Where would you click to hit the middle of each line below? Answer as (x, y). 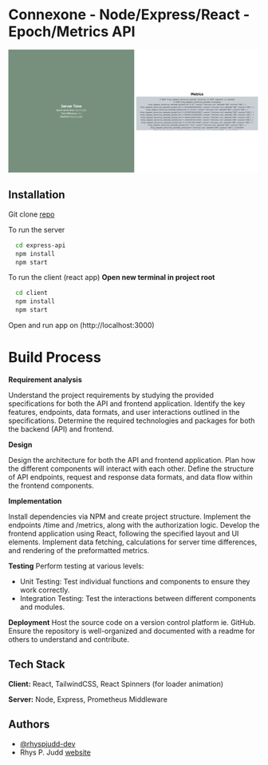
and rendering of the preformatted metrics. (79, 551)
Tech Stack (37, 665)
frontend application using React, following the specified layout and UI (124, 534)
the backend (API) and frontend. (61, 429)
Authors (29, 725)
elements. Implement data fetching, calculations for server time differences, (133, 542)
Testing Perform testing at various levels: (76, 566)
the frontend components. (51, 486)
